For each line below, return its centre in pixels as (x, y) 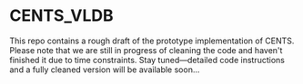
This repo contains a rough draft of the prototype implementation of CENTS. (152, 41)
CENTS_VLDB (61, 16)
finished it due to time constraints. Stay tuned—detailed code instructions (147, 60)
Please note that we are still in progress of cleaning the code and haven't (146, 50)
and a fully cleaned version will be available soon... (105, 70)
